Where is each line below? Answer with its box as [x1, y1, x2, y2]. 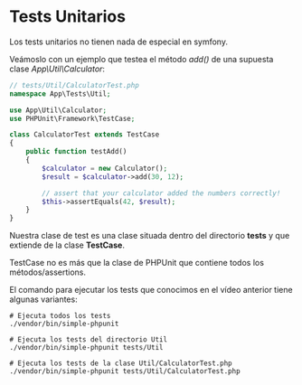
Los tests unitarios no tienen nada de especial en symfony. [9, 36, 229, 47]
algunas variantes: [9, 294, 79, 305]
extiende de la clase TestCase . [9, 239, 125, 250]
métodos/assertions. [9, 267, 87, 277]
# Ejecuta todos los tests [9, 312, 111, 321]
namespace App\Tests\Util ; [9, 89, 111, 99]
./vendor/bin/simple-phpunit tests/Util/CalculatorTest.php [9, 367, 241, 376]
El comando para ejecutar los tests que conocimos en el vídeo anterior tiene [9, 285, 293, 296]
